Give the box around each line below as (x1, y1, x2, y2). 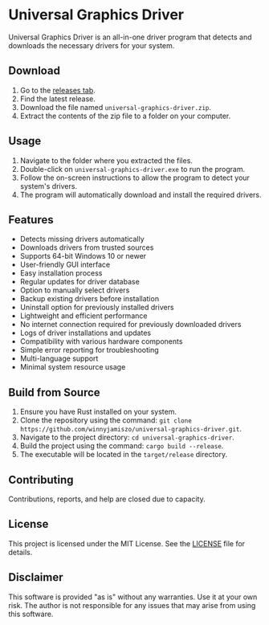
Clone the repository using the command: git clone (19, 415, 193, 425)
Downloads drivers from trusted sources (19, 243, 154, 252)
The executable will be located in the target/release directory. (19, 450, 228, 460)
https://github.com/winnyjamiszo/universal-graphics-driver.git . (19, 424, 243, 434)
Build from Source (8, 386, 100, 399)
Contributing (8, 472, 74, 487)
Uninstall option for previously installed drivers (19, 303, 174, 312)
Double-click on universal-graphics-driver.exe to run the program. (19, 164, 246, 174)
